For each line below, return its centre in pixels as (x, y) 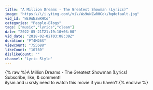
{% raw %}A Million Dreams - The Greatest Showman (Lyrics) (66, 72)
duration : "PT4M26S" (26, 41)
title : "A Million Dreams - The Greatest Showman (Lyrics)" (67, 9)
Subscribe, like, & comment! (33, 77)
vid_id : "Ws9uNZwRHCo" (28, 18)
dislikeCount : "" (22, 54)
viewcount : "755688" (26, 45)
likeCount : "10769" (25, 50)
